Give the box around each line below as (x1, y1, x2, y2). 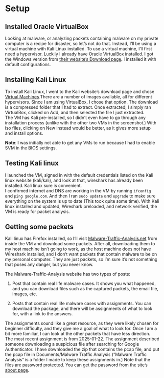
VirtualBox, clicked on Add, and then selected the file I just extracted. (5, 109, 144, 115)
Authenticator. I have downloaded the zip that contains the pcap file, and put (5, 346, 160, 353)
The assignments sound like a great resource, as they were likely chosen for (5, 320, 159, 326)
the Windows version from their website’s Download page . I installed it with (5, 56, 157, 62)
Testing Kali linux (5, 159, 59, 167)
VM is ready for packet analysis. (5, 209, 70, 214)
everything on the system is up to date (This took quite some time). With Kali (5, 198, 159, 204)
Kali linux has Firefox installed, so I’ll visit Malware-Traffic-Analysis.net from (5, 236, 158, 241)
